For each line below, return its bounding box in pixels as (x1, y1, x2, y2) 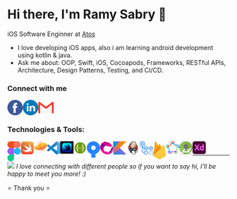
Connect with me (7, 83, 67, 93)
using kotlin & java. (17, 51, 73, 59)
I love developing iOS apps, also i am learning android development (17, 43, 214, 52)
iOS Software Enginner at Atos (7, 30, 95, 38)
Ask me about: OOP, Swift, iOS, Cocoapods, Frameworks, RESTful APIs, (17, 58, 226, 66)
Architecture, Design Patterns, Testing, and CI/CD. (17, 66, 164, 74)
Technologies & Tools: (7, 125, 85, 135)
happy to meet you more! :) (7, 169, 87, 178)
